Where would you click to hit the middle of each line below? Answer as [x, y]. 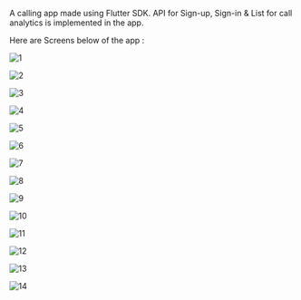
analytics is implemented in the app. [77, 23]
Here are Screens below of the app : [77, 40]
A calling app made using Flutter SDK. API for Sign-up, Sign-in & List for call [151, 13]
